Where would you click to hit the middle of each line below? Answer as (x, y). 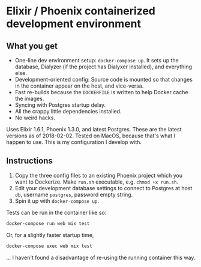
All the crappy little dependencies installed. (68, 111)
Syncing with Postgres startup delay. (60, 105)
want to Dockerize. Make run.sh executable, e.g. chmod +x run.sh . (97, 182)
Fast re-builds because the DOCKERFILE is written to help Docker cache (101, 92)
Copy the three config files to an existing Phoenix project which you (99, 175)
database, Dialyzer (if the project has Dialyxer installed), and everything (103, 67)
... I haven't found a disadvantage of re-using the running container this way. (101, 257)
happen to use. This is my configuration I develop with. (74, 142)
